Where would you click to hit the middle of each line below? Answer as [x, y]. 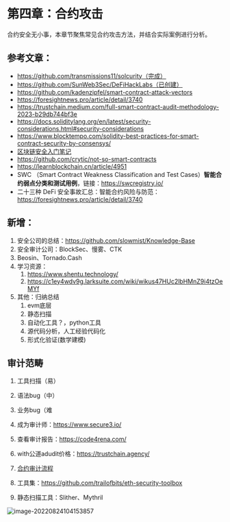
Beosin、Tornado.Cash [49, 257]
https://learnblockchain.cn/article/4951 [72, 166]
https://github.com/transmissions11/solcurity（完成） [91, 75]
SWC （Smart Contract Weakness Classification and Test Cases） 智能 [116, 174]
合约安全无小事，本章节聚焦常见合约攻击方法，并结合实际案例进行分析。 [109, 34]
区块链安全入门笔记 [44, 151]
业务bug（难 [35, 410]
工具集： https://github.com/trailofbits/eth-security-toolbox [100, 483]
